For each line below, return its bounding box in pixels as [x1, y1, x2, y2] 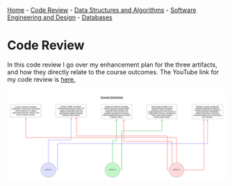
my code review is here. [7, 75, 76, 83]
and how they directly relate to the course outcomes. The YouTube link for [7, 67, 219, 76]
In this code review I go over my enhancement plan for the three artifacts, [7, 60, 217, 69]
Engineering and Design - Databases [7, 13, 113, 22]
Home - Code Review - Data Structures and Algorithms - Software [7, 6, 197, 14]
